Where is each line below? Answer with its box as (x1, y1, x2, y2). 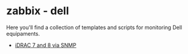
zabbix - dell (6, 4, 69, 18)
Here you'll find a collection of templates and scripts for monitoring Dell (6, 24, 183, 31)
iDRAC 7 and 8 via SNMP (14, 42, 77, 49)
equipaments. (6, 30, 40, 37)
